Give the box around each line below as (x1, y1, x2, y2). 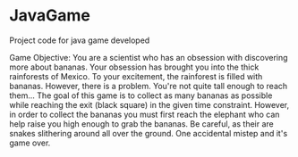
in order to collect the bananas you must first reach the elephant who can (9, 109, 280, 120)
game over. (9, 137, 51, 148)
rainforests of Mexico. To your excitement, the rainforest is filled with (9, 70, 263, 81)
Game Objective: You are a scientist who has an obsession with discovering (9, 52, 288, 62)
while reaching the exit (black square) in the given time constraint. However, (9, 99, 290, 110)
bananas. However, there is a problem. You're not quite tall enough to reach (9, 80, 288, 91)
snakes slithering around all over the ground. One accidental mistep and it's (9, 128, 288, 138)
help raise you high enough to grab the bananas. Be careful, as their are (9, 118, 275, 129)
